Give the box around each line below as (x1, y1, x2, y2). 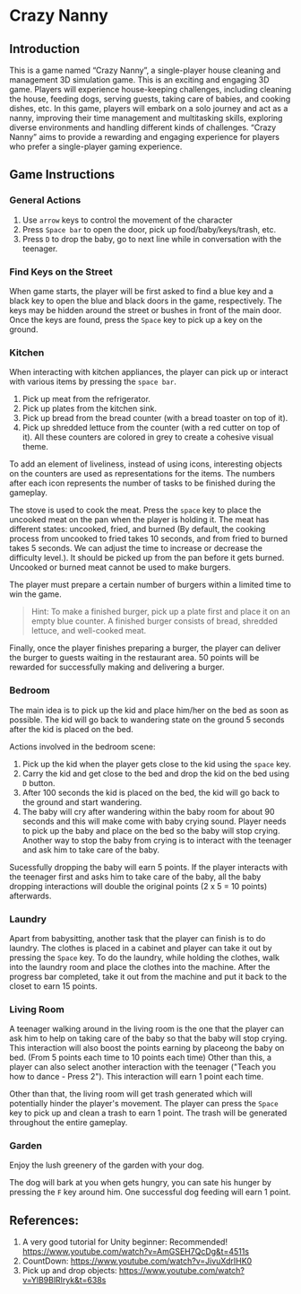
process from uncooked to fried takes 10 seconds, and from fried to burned (9, 533, 288, 544)
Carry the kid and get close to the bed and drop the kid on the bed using (21, 768, 289, 779)
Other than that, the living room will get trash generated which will (9, 1089, 253, 1099)
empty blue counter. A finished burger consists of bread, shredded (30, 616, 278, 626)
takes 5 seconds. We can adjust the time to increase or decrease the (9, 543, 262, 554)
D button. (21, 777, 56, 788)
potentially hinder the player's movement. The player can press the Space (9, 1098, 279, 1109)
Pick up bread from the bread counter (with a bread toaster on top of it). (21, 413, 288, 424)
